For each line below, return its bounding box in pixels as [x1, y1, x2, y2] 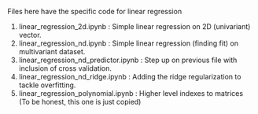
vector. [18, 31, 42, 39]
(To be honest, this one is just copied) [18, 97, 142, 106]
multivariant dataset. [18, 47, 86, 56]
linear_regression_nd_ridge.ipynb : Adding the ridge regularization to [18, 72, 241, 81]
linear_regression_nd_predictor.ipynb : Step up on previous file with [18, 55, 238, 64]
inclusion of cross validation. [18, 64, 112, 73]
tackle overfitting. [18, 80, 76, 90]
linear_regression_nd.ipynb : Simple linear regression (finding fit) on [18, 39, 239, 48]
